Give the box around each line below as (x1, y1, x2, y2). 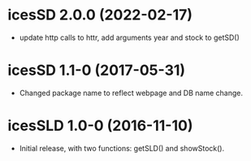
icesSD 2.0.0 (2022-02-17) (7, 6, 193, 24)
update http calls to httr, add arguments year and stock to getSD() (19, 33, 240, 42)
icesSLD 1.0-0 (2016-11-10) (7, 116, 193, 135)
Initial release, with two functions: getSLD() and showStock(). (19, 143, 225, 153)
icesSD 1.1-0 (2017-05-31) (7, 61, 186, 80)
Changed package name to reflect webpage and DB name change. (19, 88, 243, 98)
